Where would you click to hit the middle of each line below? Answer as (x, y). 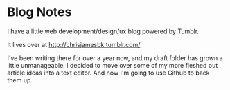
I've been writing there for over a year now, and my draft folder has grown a (115, 58)
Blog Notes (39, 12)
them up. (20, 80)
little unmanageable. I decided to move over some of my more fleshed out (113, 65)
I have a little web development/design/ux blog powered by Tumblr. (103, 31)
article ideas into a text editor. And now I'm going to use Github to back (108, 73)
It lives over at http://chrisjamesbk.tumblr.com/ (74, 44)
